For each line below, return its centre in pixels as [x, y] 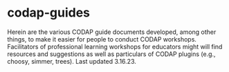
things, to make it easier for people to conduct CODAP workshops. [102, 39]
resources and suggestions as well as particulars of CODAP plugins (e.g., [111, 54]
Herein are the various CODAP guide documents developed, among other [112, 32]
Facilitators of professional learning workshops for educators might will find [115, 46]
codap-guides [49, 13]
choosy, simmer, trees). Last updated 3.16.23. [72, 61]
